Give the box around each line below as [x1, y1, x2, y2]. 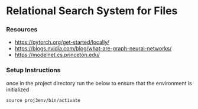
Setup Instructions [6, 66, 61, 75]
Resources [6, 25, 38, 34]
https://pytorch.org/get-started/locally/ [14, 39, 109, 46]
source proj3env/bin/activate [6, 97, 81, 103]
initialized [6, 86, 30, 93]
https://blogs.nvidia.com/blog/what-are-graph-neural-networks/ [14, 45, 172, 52]
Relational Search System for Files [6, 4, 178, 18]
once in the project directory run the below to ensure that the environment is [6, 79, 192, 86]
